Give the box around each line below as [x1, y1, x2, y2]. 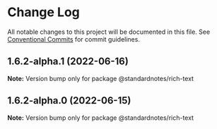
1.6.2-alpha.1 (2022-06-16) [7, 56, 129, 68]
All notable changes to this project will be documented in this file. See [7, 27, 211, 36]
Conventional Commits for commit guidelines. [7, 35, 140, 43]
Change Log [7, 4, 80, 20]
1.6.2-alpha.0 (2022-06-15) [7, 94, 131, 106]
